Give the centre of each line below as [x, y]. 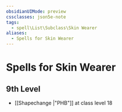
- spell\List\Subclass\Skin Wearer [54, 28]
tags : [12, 22]
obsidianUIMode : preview [36, 11]
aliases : [17, 33]
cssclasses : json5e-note [36, 17]
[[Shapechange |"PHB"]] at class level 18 [63, 103]
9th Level [23, 89]
